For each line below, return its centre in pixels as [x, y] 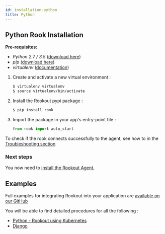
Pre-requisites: [21, 47]
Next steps [19, 157]
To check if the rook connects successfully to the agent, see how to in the [82, 138]
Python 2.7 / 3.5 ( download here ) [47, 57]
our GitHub [17, 201]
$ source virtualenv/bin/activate [49, 91]
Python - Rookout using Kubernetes [50, 220]
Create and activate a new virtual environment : [62, 77]
